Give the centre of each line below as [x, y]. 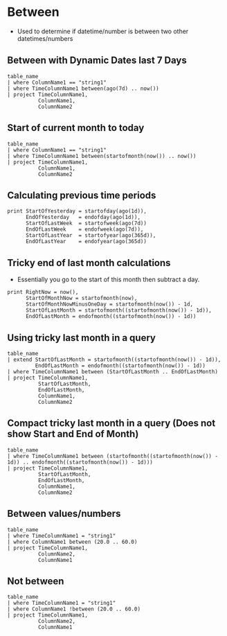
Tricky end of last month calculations [89, 263]
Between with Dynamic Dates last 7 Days [97, 61]
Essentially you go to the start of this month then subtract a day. [108, 280]
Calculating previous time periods [82, 195]
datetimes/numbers [45, 38]
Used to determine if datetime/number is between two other [103, 31]
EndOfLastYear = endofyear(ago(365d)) [86, 242]
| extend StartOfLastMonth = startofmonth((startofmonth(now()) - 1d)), [114, 360]
